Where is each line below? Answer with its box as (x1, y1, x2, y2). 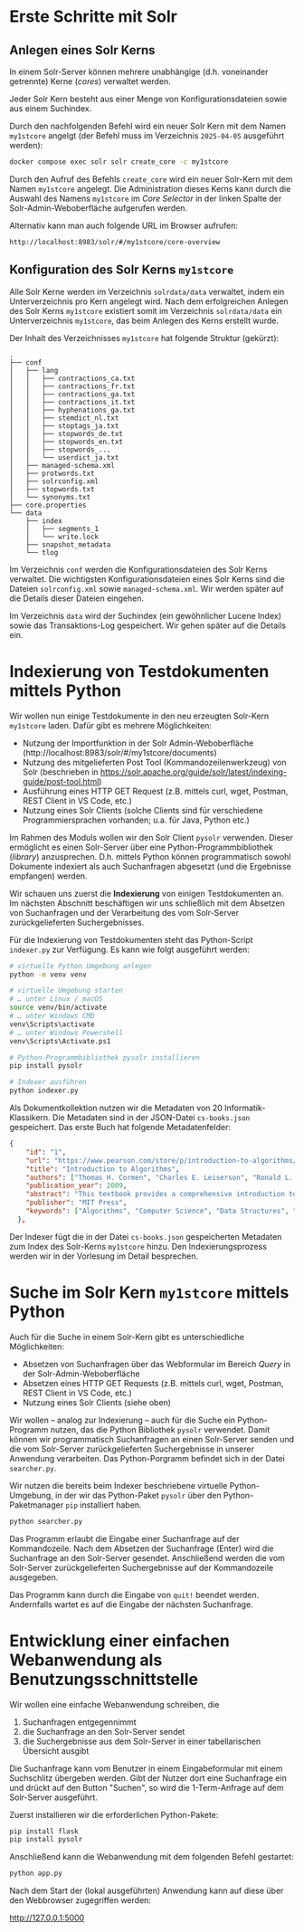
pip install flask (9, 1826, 79, 1836)
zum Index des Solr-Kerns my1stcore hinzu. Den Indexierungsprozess (9, 1241, 267, 1252)
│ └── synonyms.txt (9, 492, 91, 501)
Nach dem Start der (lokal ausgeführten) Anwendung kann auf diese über (9, 1885, 284, 1897)
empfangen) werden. (9, 871, 88, 881)
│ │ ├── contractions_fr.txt (9, 382, 136, 391)
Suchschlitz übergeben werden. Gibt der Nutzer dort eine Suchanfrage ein (9, 1772, 287, 1784)
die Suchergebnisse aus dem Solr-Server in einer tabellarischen (22, 1736, 261, 1746)
